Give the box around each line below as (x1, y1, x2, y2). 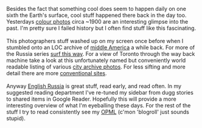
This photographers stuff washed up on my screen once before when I (6, 38, 184, 44)
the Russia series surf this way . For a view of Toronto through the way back (6, 50, 195, 57)
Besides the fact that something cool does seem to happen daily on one (6, 5, 187, 12)
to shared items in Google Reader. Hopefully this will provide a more (6, 95, 176, 103)
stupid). (6, 115, 26, 122)
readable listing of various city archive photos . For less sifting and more (6, 63, 186, 70)
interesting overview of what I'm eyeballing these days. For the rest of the (6, 102, 191, 109)
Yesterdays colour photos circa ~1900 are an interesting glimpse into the (6, 18, 189, 25)
